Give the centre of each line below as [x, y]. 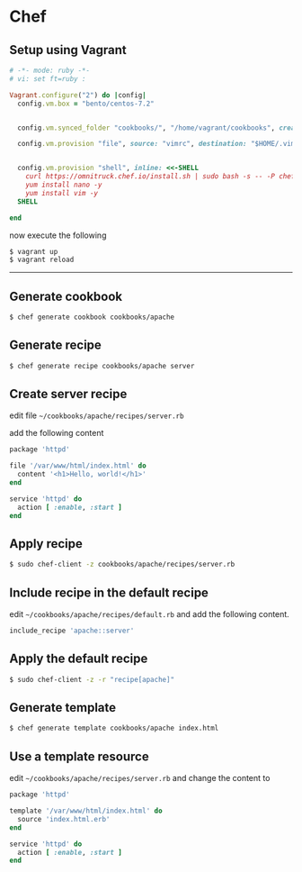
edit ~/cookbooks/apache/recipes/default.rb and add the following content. [149, 614]
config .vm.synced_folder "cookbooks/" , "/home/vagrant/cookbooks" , [147, 128]
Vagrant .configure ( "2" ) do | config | [78, 95]
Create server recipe [68, 394]
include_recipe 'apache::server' [72, 631]
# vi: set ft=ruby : [48, 78]
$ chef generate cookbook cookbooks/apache [92, 317]
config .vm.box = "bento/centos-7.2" [86, 104]
